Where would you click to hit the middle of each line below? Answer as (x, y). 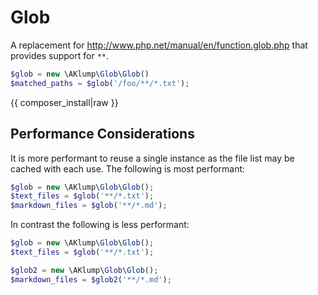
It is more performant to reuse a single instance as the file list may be (152, 158)
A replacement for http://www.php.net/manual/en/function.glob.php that (159, 45)
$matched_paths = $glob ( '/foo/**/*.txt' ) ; (100, 83)
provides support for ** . (60, 55)
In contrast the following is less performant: (100, 225)
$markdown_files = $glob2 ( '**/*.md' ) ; (91, 279)
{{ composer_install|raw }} (64, 102)
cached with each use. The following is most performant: (128, 168)
